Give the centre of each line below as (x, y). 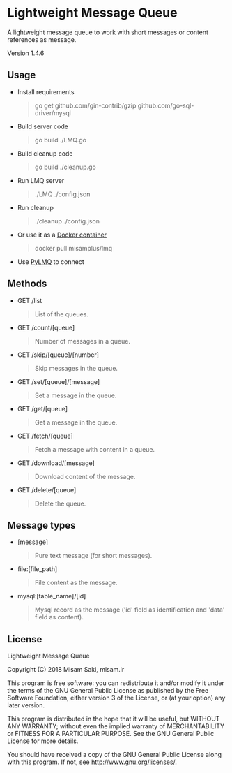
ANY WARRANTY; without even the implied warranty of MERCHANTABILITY (116, 726)
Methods (27, 284)
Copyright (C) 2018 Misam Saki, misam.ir (66, 670)
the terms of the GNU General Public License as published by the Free (108, 691)
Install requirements (46, 91)
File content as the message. (76, 583)
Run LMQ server (41, 180)
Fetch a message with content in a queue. (95, 449)
